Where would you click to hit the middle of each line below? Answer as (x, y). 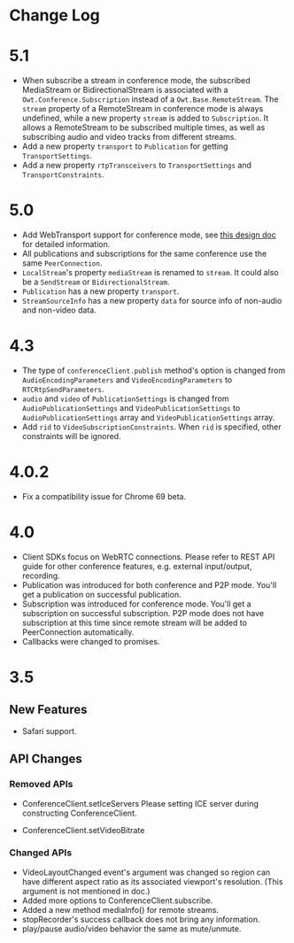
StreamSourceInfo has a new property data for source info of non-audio (152, 301)
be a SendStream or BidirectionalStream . (96, 282)
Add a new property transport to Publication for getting (125, 146)
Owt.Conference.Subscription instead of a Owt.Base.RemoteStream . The (150, 99)
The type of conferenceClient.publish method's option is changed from (154, 370)
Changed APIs (41, 853)
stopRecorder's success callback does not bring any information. (141, 919)
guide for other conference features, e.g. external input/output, (137, 566)
